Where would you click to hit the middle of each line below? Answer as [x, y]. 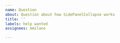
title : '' [15, 19]
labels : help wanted [27, 24]
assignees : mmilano [25, 28]
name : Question [21, 10]
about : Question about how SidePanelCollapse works [60, 14]
